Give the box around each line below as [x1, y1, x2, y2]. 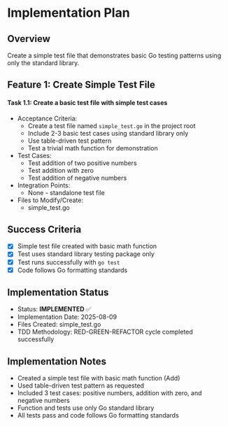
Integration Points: [17, 180, 71, 190]
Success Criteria [7, 223, 82, 235]
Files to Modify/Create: [17, 196, 84, 204]
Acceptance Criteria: [17, 114, 78, 122]
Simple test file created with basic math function [17, 242, 157, 250]
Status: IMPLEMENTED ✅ [17, 305, 92, 313]
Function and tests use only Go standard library [17, 404, 155, 412]
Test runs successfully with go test [17, 257, 120, 267]
